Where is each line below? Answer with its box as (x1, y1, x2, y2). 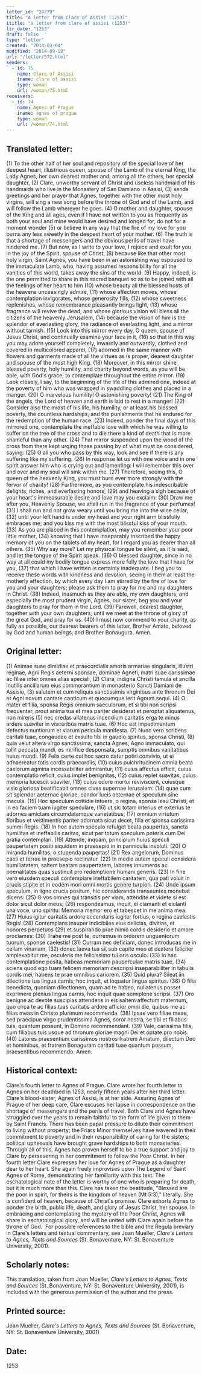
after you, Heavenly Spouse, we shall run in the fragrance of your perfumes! (6, 500, 195, 507)
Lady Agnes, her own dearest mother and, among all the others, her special (6, 172, 194, 180)
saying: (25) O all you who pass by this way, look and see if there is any (6, 449, 184, 456)
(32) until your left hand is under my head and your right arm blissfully (6, 513, 180, 520)
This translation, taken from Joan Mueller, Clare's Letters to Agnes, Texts (6, 1275, 188, 1283)
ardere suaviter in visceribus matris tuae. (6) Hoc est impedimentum (6, 720, 176, 728)
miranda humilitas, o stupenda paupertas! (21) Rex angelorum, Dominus (6, 848, 184, 856)
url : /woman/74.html (17, 122, 69, 128)
